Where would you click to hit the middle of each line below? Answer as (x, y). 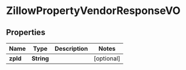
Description (71, 49)
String (40, 58)
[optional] (107, 58)
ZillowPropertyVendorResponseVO (93, 11)
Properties (26, 32)
